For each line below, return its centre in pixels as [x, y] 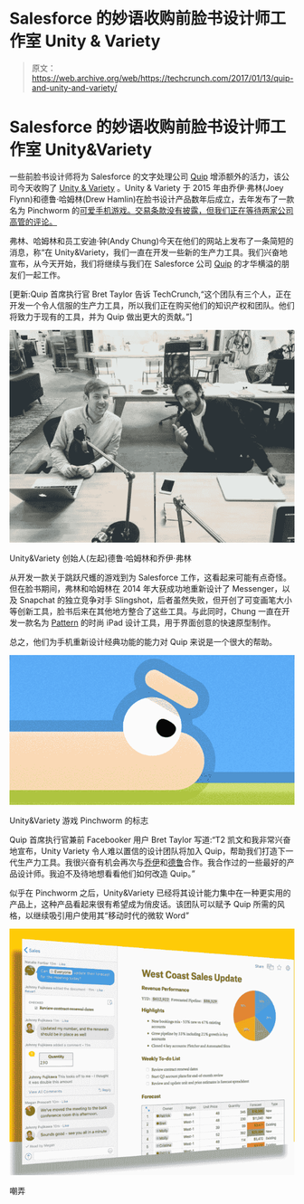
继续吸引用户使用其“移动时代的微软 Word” [111, 915]
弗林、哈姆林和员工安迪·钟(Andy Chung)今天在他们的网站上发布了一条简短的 [152, 241]
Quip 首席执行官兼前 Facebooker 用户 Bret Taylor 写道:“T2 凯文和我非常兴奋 [150, 839]
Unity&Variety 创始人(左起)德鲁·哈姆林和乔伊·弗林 [100, 558]
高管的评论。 [33, 222]
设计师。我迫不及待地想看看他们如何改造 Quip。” [106, 873]
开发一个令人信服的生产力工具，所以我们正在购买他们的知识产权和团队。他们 [152, 305]
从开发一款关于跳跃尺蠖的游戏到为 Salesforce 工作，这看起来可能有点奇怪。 [151, 578]
